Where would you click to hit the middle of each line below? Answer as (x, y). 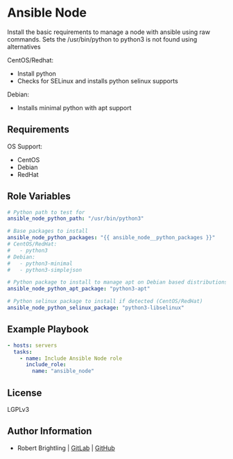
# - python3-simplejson (44, 270)
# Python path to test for (46, 212)
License (25, 393)
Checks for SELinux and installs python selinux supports (97, 80)
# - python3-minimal (40, 263)
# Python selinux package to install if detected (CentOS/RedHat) (105, 302)
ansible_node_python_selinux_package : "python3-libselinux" (96, 308)
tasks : (23, 352)
